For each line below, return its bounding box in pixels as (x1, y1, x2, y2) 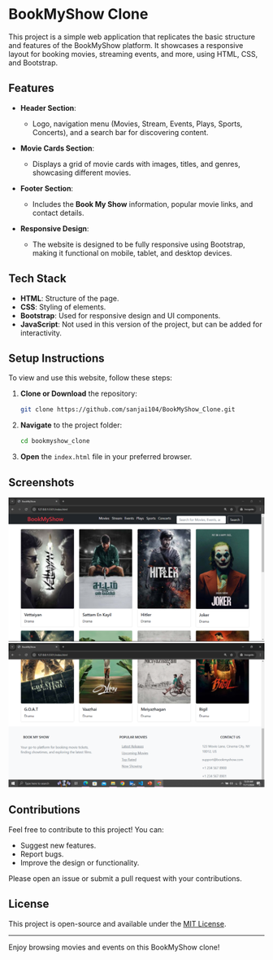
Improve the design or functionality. (19, 857, 140, 867)
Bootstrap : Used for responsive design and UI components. (19, 310, 221, 320)
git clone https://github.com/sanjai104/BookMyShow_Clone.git (19, 405, 236, 414)
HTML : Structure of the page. (19, 293, 119, 303)
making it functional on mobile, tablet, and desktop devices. (32, 248, 233, 257)
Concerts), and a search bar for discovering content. (32, 127, 209, 137)
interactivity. (19, 327, 63, 338)
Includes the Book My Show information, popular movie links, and (32, 199, 253, 208)
